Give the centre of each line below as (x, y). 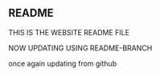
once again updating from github (63, 63)
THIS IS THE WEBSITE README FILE (69, 32)
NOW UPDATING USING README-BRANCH (80, 48)
